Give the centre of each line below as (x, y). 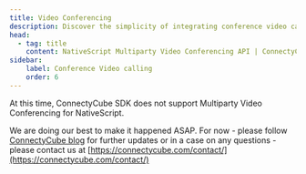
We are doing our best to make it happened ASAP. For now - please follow (148, 130)
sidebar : (26, 60)
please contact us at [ (50, 149)
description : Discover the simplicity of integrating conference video (148, 26)
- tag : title (42, 43)
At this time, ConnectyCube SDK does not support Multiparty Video (136, 103)
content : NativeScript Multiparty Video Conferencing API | (142, 52)
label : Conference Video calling (89, 69)
